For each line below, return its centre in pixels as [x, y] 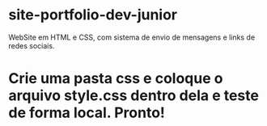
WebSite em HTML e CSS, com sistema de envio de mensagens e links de [132, 37]
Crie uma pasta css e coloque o [116, 79]
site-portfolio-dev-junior [93, 15]
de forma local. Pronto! [87, 113]
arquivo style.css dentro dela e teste [133, 96]
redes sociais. [32, 45]
